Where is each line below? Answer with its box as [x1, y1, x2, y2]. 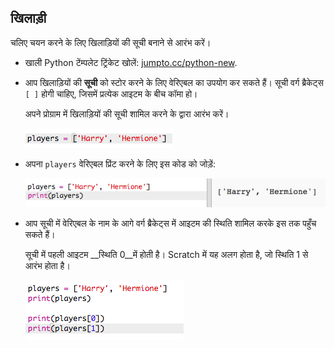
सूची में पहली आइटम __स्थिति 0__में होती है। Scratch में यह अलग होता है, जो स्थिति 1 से [24, 248, 309, 260]
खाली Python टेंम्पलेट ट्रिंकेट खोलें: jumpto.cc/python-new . [24, 56, 238, 68]
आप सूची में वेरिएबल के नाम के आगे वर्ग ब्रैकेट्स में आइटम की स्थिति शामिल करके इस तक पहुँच [24, 217, 317, 229]
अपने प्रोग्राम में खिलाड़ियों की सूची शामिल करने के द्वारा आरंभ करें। [24, 107, 230, 120]
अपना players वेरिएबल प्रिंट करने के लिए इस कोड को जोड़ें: [24, 157, 216, 170]
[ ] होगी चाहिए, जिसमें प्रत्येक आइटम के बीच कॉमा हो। [24, 87, 198, 100]
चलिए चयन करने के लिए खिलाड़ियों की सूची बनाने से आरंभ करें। [10, 36, 212, 48]
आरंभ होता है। [24, 259, 71, 271]
